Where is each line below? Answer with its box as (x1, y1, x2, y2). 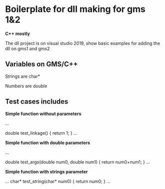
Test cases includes (5, 97, 69, 106)
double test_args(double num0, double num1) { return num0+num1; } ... (5, 159, 150, 165)
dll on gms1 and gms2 (5, 45, 50, 51)
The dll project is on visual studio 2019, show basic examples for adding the (5, 40, 161, 46)
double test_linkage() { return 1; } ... (5, 130, 78, 136)
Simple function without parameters (5, 111, 82, 117)
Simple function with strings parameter (5, 169, 88, 175)
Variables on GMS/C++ (5, 60, 78, 68)
